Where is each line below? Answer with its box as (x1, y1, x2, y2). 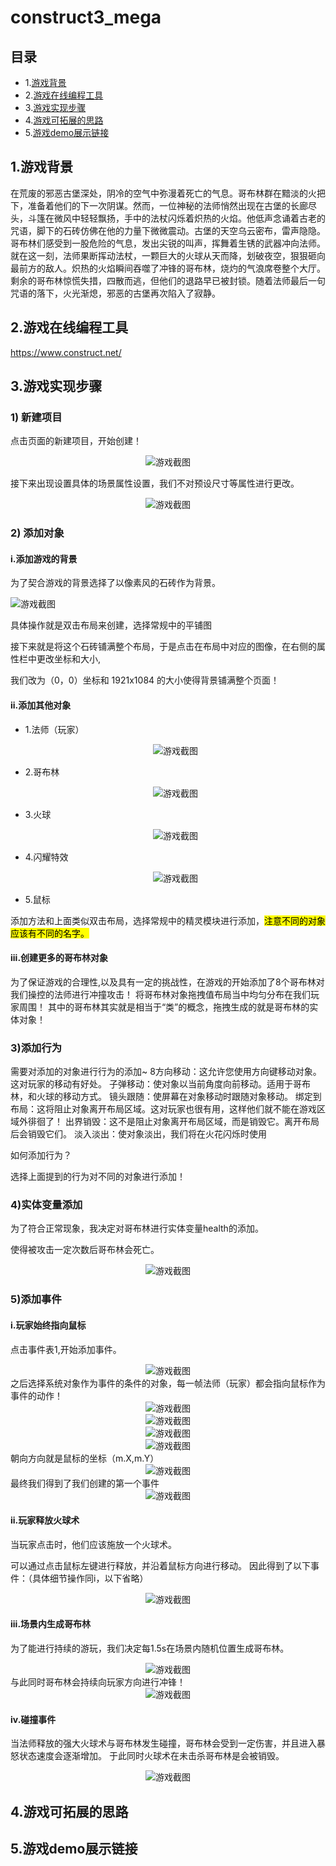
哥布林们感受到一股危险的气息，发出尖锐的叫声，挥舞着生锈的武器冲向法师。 (10, 237, 326, 249)
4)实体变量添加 (10, 1198, 83, 1212)
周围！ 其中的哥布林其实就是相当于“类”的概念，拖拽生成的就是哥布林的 (18, 1001, 310, 1013)
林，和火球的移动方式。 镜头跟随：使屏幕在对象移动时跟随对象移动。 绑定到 (10, 1091, 322, 1103)
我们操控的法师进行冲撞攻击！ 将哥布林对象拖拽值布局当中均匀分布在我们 (10, 988, 311, 1000)
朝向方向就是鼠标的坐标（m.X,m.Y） (10, 1452, 160, 1464)
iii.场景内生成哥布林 (10, 1618, 92, 1630)
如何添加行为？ (10, 1149, 72, 1161)
